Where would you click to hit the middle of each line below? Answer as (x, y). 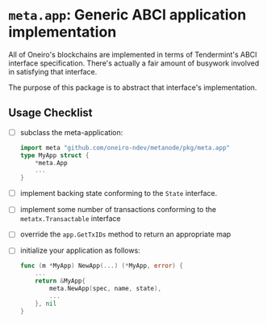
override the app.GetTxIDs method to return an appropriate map (125, 234)
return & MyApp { (60, 281)
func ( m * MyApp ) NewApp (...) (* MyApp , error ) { (102, 266)
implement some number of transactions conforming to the (118, 210)
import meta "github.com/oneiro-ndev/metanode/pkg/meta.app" (125, 147)
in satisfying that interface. (53, 71)
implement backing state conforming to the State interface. (119, 193)
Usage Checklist (50, 113)
